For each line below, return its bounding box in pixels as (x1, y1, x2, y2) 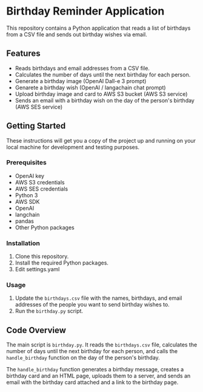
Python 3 (15, 191, 38, 198)
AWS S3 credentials (15, 178, 65, 186)
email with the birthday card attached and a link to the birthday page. (6, 379, 179, 386)
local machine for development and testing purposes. (6, 143, 140, 150)
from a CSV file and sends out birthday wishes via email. (6, 30, 147, 38)
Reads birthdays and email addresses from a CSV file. (15, 64, 150, 72)
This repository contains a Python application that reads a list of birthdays (6, 24, 191, 32)
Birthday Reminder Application (6, 4, 165, 18)
